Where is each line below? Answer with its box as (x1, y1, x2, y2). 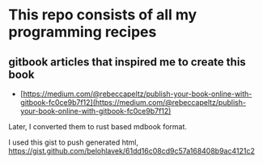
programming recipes (8, 23, 157, 41)
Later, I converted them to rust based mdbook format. (8, 122, 188, 131)
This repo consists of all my (8, 6, 197, 24)
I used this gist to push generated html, (8, 137, 139, 147)
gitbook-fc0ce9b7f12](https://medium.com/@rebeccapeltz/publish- (19, 98, 247, 107)
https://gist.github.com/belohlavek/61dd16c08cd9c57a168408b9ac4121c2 (8, 146, 255, 155)
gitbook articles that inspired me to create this (8, 55, 247, 69)
